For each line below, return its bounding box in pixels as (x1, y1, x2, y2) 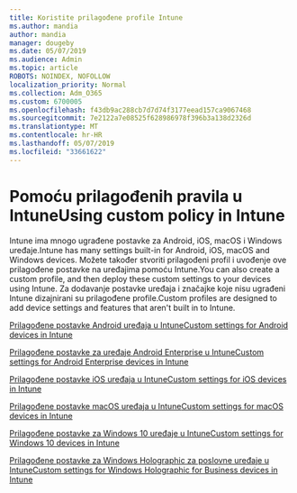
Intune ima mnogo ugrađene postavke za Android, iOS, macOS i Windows (9, 235, 283, 246)
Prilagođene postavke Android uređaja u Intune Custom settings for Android (9, 319, 289, 330)
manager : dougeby (9, 38, 75, 48)
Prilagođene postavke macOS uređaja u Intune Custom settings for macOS (9, 400, 283, 411)
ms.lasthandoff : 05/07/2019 (9, 139, 115, 148)
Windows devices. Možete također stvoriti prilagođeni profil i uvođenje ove (9, 254, 287, 265)
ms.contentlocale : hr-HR (9, 131, 103, 140)
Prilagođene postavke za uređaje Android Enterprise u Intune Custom (9, 346, 265, 357)
